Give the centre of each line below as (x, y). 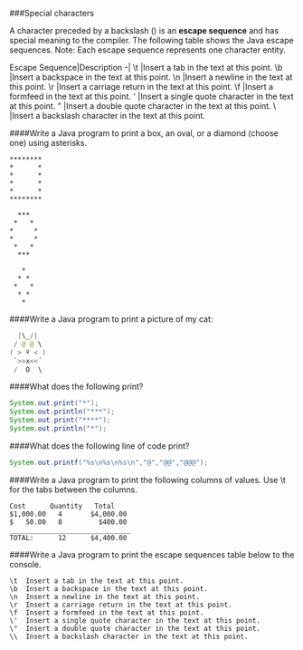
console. (26, 564)
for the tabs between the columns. (73, 490)
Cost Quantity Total (62, 506)
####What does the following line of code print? (99, 446)
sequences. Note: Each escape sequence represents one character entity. (148, 50)
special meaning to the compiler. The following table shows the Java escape (151, 40)
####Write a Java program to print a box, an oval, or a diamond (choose (144, 133)
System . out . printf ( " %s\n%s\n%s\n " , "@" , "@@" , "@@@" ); (109, 462)
